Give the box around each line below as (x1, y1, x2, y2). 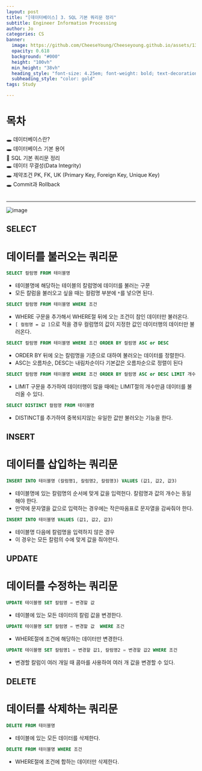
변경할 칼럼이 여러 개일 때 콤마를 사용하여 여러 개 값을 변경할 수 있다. (14, 659, 176, 666)
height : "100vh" (11, 59, 52, 65)
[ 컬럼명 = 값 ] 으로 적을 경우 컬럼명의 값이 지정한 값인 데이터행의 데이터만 (14, 321, 189, 328)
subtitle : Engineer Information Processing (6, 20, 117, 26)
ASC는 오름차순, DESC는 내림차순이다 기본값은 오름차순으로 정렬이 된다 (14, 359, 183, 366)
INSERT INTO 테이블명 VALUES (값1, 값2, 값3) (6, 517, 114, 523)
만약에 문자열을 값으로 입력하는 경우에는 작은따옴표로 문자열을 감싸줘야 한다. (14, 505, 194, 512)
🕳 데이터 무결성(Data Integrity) (6, 162, 82, 169)
